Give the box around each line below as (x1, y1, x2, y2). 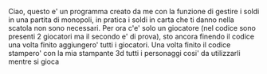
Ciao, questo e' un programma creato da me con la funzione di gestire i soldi (8, 7, 260, 16)
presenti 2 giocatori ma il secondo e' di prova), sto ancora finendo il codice (8, 31, 255, 41)
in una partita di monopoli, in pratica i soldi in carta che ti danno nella (8, 15, 235, 24)
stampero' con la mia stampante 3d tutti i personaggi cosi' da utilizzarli (8, 49, 241, 57)
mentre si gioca (8, 57, 60, 66)
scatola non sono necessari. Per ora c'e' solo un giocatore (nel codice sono (8, 24, 257, 32)
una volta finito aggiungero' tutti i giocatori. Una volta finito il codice (8, 40, 231, 50)
